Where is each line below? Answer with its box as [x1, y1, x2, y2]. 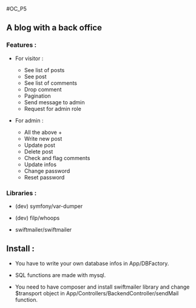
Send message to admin [24, 98, 85, 105]
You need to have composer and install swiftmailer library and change [15, 283, 190, 290]
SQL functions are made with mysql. [15, 271, 106, 278]
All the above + [24, 129, 63, 136]
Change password [24, 167, 70, 175]
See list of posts [24, 66, 65, 73]
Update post [24, 141, 56, 149]
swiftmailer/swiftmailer [15, 226, 72, 233]
